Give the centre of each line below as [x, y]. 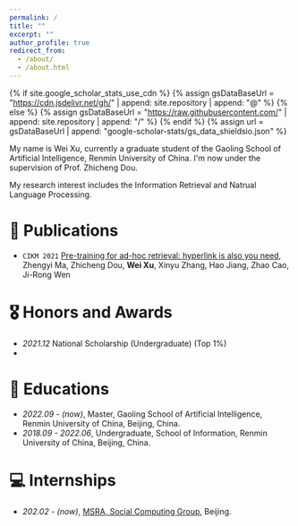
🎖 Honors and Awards [91, 312]
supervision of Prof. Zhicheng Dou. [74, 168]
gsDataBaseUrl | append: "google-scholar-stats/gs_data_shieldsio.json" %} [149, 131]
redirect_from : [38, 51]
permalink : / [34, 17]
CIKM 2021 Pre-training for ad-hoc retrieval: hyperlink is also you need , [152, 255]
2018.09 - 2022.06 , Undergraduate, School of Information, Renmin [145, 433]
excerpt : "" [31, 34]
